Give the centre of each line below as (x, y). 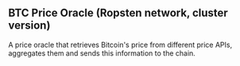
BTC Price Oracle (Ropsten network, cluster (118, 13)
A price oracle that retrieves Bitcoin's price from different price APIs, (120, 45)
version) (29, 26)
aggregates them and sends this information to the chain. (102, 53)
